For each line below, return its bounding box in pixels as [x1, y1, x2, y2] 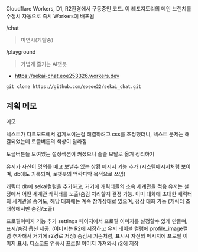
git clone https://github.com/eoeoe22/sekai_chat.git [6, 84, 142, 90]
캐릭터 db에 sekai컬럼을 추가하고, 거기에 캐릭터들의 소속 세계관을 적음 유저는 [6, 182, 183, 190]
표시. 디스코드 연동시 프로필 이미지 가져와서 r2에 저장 [17, 240, 139, 247]
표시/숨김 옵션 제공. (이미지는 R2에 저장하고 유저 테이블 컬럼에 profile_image [6, 225, 183, 232]
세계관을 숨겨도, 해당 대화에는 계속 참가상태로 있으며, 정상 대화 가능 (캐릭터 [12, 197, 184, 205]
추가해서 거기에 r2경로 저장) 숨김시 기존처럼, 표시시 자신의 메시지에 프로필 [12, 232, 182, 239]
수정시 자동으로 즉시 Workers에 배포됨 [6, 12, 95, 19]
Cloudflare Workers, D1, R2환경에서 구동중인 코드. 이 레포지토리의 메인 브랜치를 [6, 5, 191, 12]
